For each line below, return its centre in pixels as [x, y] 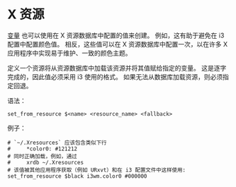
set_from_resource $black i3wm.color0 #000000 [77, 176]
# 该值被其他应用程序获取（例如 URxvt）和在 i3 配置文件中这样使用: [97, 170]
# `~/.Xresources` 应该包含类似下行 [57, 143]
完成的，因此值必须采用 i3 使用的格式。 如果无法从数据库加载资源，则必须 [115, 77]
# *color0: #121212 [43, 149]
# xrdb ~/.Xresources [45, 162]
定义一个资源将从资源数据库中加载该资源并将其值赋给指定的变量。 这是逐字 [117, 68]
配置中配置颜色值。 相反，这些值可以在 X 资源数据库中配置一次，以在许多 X [118, 44]
